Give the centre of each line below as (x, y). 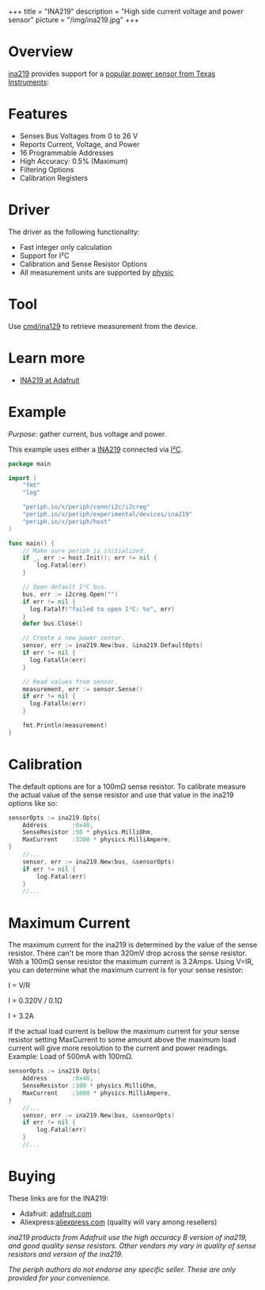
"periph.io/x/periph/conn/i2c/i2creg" (86, 507)
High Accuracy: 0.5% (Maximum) (74, 161)
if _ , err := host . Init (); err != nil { (90, 558)
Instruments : (29, 81)
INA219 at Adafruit (49, 380)
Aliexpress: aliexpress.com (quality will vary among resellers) (118, 1222)
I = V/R (19, 985)
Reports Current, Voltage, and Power (79, 144)
